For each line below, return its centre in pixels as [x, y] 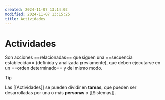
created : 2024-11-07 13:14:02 [37, 10]
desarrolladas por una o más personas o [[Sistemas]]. [61, 93]
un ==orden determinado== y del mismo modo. [54, 68]
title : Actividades [25, 19]
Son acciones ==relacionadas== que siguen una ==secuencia [69, 57]
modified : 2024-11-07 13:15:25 [38, 14]
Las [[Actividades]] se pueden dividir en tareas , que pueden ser [71, 87]
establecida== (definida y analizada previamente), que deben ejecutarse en [83, 63]
